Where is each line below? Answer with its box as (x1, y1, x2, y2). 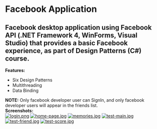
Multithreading (12, 82, 42, 88)
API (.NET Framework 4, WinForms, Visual (5, 31, 138, 39)
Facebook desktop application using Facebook (5, 23, 152, 32)
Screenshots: (5, 108, 34, 114)
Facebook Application (5, 3, 97, 15)
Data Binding (12, 88, 39, 93)
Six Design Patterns (12, 77, 53, 83)
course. (5, 54, 30, 63)
